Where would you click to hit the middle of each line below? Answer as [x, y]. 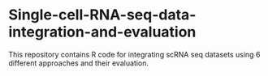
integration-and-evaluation [102, 32]
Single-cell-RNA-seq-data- [102, 15]
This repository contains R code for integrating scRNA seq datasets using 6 [134, 54]
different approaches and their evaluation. [78, 63]
